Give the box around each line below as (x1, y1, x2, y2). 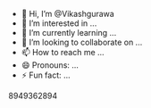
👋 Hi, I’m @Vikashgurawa (21, 9, 115, 19)
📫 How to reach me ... (21, 47, 105, 57)
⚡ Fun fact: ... (21, 70, 71, 80)
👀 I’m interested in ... (21, 18, 97, 29)
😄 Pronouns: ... (21, 60, 80, 71)
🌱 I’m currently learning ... (21, 28, 117, 37)
